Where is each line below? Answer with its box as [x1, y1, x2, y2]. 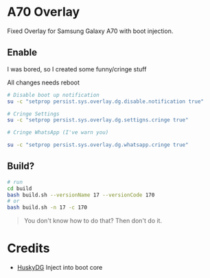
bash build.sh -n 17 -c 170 [7, 204, 88, 211]
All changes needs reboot [7, 78, 80, 86]
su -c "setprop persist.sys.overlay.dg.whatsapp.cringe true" [7, 141, 189, 148]
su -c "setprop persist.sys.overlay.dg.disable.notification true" [7, 97, 205, 105]
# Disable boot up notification [7, 91, 100, 98]
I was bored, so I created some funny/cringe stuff [7, 65, 147, 73]
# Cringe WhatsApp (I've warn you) [7, 129, 109, 136]
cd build [7, 185, 32, 192]
